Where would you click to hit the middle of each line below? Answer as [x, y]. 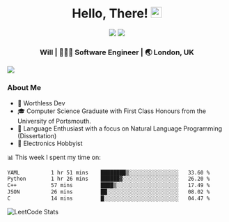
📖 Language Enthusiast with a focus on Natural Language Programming [120, 128]
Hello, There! [110, 14]
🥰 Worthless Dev [41, 103]
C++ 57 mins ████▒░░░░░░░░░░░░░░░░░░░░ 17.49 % [109, 186]
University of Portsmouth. [54, 121]
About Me [24, 88]
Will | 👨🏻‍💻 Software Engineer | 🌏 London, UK [117, 52]
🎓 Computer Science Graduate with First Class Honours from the [112, 111]
